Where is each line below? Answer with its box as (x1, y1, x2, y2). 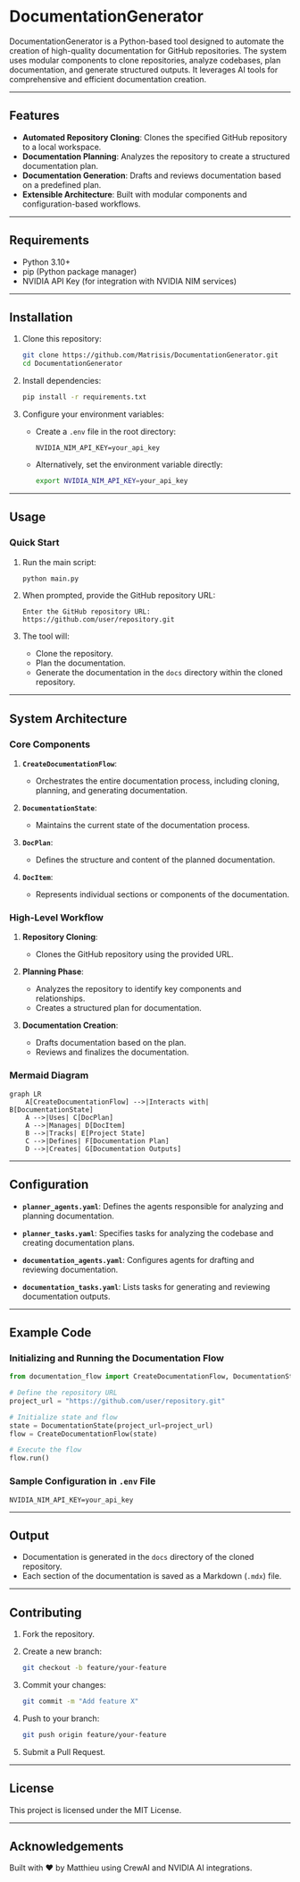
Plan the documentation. (35, 657, 127, 668)
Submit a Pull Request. (21, 1746, 105, 1757)
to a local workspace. (21, 141, 102, 152)
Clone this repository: (21, 334, 102, 344)
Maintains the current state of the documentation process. (35, 820, 250, 831)
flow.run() (9, 1454, 50, 1463)
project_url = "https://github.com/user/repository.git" (9, 1396, 226, 1405)
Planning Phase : (21, 966, 85, 977)
